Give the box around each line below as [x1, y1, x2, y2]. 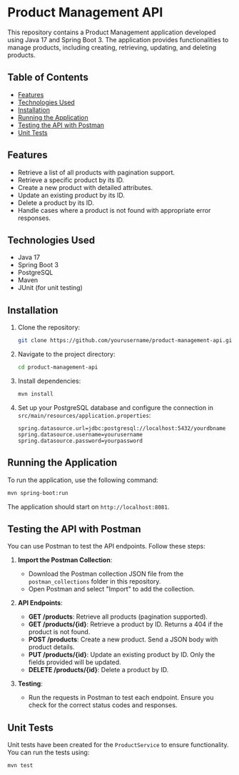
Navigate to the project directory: [17, 350, 116, 359]
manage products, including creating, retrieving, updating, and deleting [7, 43, 217, 51]
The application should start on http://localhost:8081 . [7, 502, 170, 511]
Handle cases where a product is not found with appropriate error [17, 206, 211, 214]
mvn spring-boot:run [7, 489, 69, 496]
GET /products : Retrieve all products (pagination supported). [28, 612, 208, 621]
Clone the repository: [17, 323, 81, 332]
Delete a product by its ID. [17, 198, 94, 207]
